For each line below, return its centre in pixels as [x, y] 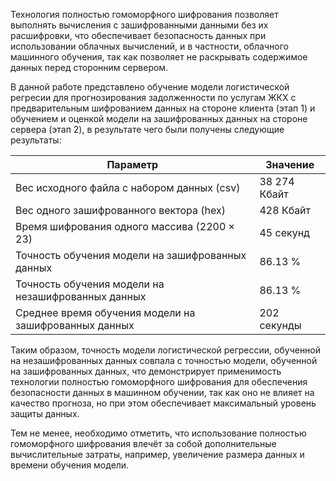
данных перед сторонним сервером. [89, 67]
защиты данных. [45, 413]
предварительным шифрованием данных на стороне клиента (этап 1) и [163, 108]
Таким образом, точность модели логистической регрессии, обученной [166, 350]
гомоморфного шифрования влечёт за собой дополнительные [143, 443]
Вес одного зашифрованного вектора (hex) [120, 210]
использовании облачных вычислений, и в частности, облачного [149, 46]
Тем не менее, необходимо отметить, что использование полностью [158, 433]
